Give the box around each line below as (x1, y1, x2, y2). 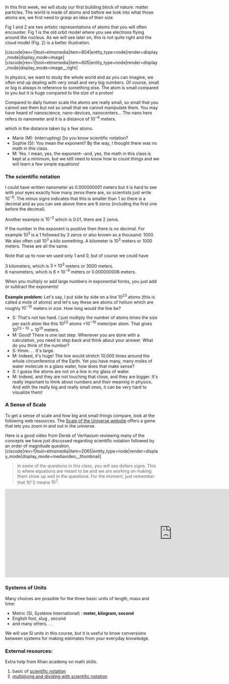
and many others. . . (12, 620, 53, 627)
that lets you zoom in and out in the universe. (5, 423, 96, 429)
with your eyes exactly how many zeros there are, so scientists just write (5, 189, 152, 195)
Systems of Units (5, 584, 47, 591)
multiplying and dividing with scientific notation (12, 674, 108, 680)
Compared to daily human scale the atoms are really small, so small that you (5, 100, 159, 105)
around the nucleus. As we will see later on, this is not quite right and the (5, 34, 152, 40)
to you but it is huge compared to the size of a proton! (5, 90, 114, 96)
